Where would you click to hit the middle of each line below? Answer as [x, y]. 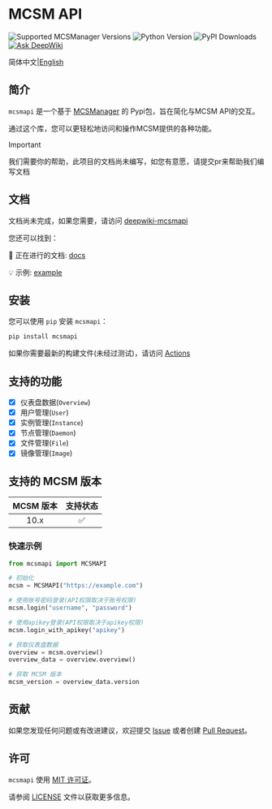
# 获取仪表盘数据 [33, 645]
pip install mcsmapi [43, 337]
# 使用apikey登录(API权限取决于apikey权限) [76, 622]
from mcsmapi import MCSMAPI [58, 564]
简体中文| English [36, 62]
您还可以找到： [33, 238]
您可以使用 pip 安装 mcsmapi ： [58, 321]
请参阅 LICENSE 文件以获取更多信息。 [72, 797]
